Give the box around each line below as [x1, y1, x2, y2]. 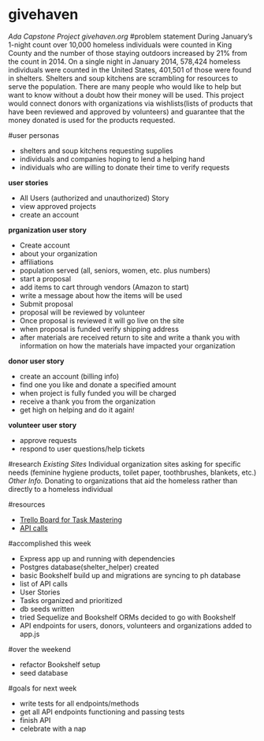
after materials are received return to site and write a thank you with [19, 333, 240, 342]
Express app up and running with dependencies [19, 553, 176, 563]
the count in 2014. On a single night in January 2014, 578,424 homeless [8, 57, 241, 66]
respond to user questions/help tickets [19, 444, 146, 453]
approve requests [19, 435, 77, 445]
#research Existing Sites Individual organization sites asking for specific [8, 459, 242, 468]
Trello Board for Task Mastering [19, 515, 122, 524]
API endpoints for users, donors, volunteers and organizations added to [19, 620, 252, 630]
